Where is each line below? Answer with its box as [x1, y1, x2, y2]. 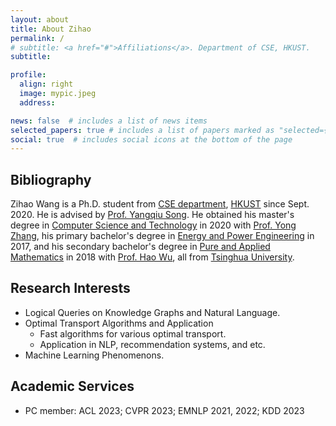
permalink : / [10, 33, 65, 43]
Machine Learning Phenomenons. [24, 349, 165, 361]
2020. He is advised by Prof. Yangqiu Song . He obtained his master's [10, 209, 295, 221]
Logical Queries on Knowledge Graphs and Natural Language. [24, 306, 281, 318]
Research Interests [10, 280, 131, 297]
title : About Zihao [10, 24, 92, 34]
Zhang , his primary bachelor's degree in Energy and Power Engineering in [10, 230, 315, 242]
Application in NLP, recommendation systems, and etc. [39, 338, 266, 350]
